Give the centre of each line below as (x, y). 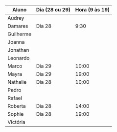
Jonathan (18, 50)
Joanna (16, 42)
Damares (18, 26)
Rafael (15, 98)
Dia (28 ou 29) (53, 10)
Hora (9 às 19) (93, 10)
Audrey (16, 18)
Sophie (16, 114)
